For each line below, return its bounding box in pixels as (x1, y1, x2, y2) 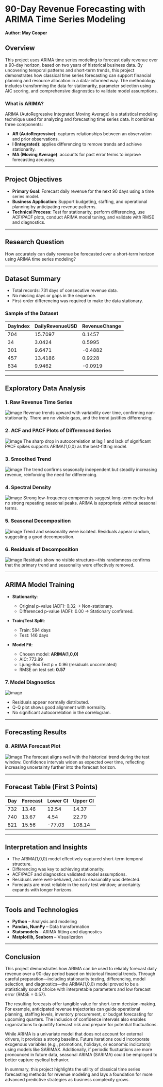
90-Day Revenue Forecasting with (5, 3, 146, 15)
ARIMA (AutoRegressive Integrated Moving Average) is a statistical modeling (5, 111, 158, 117)
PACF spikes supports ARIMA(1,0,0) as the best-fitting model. (5, 443, 128, 449)
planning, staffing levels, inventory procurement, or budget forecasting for (5, 1011, 153, 1017)
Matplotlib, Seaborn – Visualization (12, 934, 83, 940)
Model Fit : (12, 641, 33, 648)
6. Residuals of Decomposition (5, 546, 79, 553)
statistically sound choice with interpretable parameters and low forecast (5, 986, 151, 992)
